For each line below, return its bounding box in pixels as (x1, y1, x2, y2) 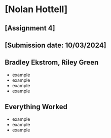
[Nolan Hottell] (5, 4, 68, 15)
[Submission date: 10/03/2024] (5, 41, 107, 49)
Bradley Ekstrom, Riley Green (5, 58, 99, 67)
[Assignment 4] (5, 24, 55, 32)
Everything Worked (5, 102, 68, 111)
